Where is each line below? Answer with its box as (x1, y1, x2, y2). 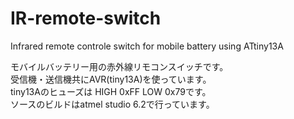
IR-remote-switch (10, 7, 162, 30)
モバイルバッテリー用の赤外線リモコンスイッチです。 (10, 60, 229, 72)
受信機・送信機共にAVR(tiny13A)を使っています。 (10, 73, 212, 85)
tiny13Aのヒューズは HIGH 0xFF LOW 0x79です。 (10, 85, 212, 97)
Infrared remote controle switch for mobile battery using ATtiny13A (10, 40, 284, 52)
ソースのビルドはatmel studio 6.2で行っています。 (10, 98, 215, 110)
